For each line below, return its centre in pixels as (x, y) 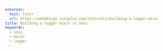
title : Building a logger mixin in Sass (47, 23)
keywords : (15, 28)
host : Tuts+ (22, 14)
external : (15, 9)
